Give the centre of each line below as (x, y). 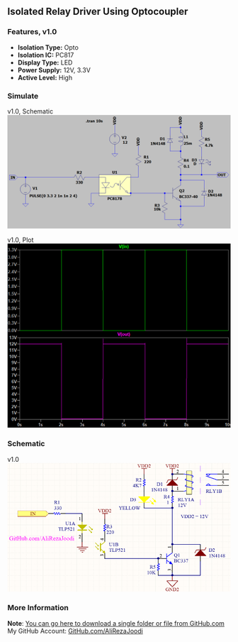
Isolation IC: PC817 (46, 55)
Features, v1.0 (32, 32)
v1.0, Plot (21, 240)
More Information (38, 608)
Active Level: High (45, 77)
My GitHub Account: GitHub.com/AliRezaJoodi (75, 631)
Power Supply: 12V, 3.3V (54, 70)
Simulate (23, 96)
